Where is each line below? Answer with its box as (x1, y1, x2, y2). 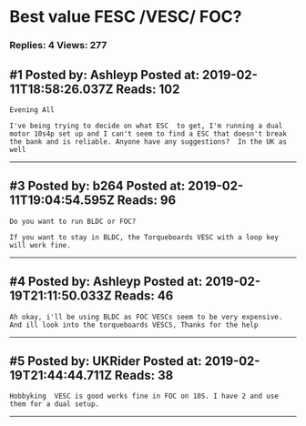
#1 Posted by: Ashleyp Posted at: (9, 66, 200, 83)
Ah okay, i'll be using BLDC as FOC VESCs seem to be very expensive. (9, 312, 283, 321)
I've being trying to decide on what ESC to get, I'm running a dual (9, 121, 283, 130)
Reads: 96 (117, 193, 177, 208)
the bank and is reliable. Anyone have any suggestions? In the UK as (9, 137, 287, 147)
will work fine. (9, 240, 71, 249)
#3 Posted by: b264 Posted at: (9, 178, 186, 194)
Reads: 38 (114, 367, 174, 383)
